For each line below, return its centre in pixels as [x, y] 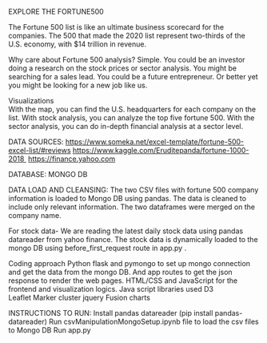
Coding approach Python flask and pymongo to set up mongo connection [129, 263]
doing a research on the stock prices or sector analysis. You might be [123, 68]
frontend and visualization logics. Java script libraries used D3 [111, 289]
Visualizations [31, 101]
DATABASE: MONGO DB [48, 174]
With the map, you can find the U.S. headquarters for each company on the [132, 109]
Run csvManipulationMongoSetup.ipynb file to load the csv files [154, 321]
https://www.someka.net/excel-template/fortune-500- [155, 142]
